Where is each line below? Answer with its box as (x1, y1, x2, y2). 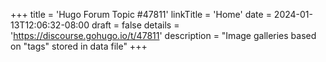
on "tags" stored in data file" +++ (10, 40, 148, 52)
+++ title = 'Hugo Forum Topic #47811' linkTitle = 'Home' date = (10, 9, 272, 20)
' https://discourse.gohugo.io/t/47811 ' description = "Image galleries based (10, 30, 317, 41)
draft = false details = (91, 19, 180, 31)
